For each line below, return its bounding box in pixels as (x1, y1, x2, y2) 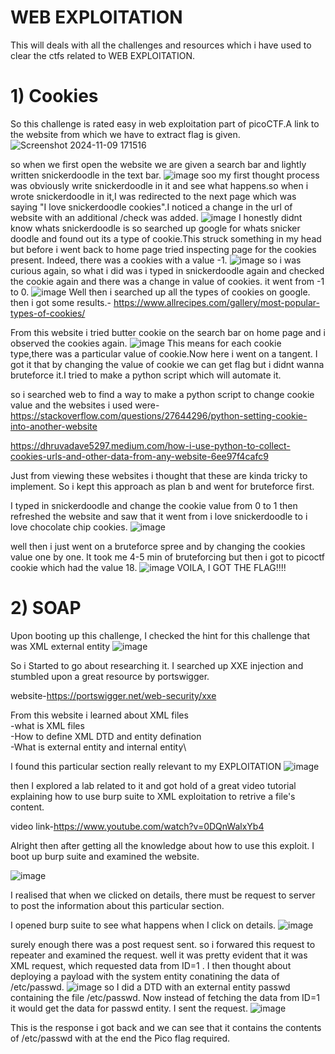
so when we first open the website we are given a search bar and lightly (10, 158, 307, 170)
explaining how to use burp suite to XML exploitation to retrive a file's (10, 790, 296, 802)
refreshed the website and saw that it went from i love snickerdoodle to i (10, 510, 308, 522)
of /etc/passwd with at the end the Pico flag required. (10, 1032, 231, 1044)
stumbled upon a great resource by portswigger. (10, 670, 210, 682)
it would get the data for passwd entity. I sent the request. (10, 1002, 248, 1014)
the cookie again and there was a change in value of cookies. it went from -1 (10, 275, 325, 287)
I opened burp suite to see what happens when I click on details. (10, 919, 277, 931)
